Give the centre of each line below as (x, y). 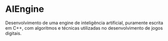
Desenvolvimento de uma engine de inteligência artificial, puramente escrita (84, 23)
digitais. (13, 33)
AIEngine (25, 9)
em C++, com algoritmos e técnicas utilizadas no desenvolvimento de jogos (84, 28)
